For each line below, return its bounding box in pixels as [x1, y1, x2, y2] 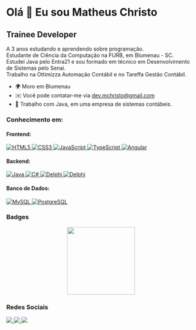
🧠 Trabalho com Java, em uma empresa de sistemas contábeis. [14, 100, 173, 108]
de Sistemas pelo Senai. [6, 64, 66, 72]
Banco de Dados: [6, 185, 50, 192]
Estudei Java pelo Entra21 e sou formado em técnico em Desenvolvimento [6, 58, 191, 65]
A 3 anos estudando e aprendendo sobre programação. [6, 45, 144, 52]
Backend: [6, 157, 31, 165]
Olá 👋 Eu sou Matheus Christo [6, 5, 158, 19]
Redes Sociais [6, 303, 49, 311]
